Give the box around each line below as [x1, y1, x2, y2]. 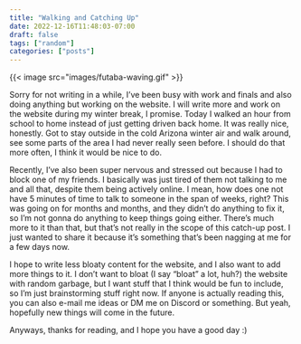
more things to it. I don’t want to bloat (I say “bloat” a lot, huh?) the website [9, 269, 288, 280]
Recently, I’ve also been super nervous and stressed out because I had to [9, 165, 283, 176]
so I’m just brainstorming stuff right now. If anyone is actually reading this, [9, 288, 285, 299]
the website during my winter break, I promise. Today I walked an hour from [9, 109, 291, 119]
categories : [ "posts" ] [9, 47, 95, 56]
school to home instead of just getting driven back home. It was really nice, [9, 119, 289, 129]
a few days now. [9, 242, 71, 253]
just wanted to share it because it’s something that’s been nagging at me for [9, 232, 292, 243]
